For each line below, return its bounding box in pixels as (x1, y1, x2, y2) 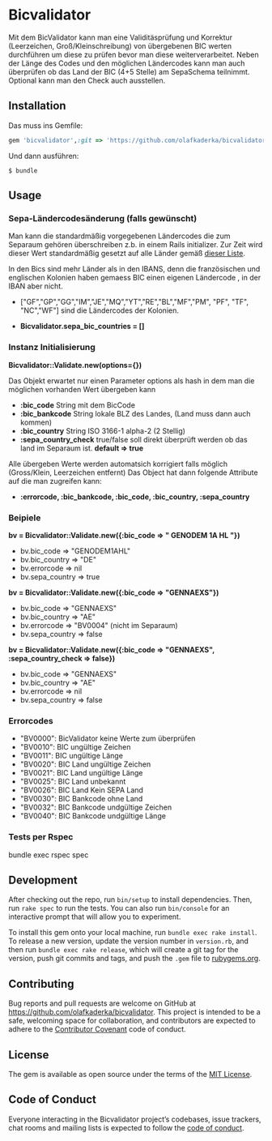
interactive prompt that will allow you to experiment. (8, 912, 181, 921)
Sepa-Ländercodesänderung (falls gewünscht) (8, 212, 198, 224)
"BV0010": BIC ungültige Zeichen (19, 742, 131, 752)
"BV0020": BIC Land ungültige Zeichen (19, 759, 151, 769)
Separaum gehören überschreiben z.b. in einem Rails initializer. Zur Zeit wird (8, 240, 263, 250)
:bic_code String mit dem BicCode (19, 400, 136, 410)
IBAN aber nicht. (8, 281, 63, 291)
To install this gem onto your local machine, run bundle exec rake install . (8, 928, 257, 938)
